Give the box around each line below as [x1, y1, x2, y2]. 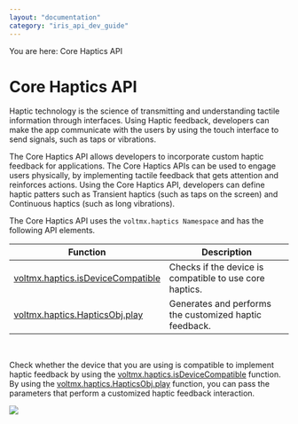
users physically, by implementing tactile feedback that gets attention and [9, 170, 279, 181]
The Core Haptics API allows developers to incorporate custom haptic [9, 152, 264, 162]
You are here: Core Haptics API [9, 45, 122, 56]
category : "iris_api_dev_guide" [9, 21, 129, 30]
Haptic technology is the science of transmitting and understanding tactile [9, 106, 280, 116]
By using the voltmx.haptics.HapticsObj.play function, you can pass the [9, 379, 271, 389]
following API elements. [9, 225, 96, 236]
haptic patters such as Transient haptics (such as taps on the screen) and [9, 189, 278, 200]
